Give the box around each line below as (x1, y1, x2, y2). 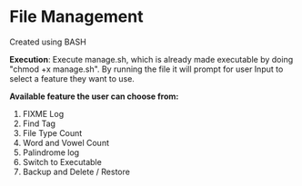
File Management (9, 6, 144, 27)
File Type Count (22, 127, 83, 138)
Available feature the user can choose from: (9, 91, 179, 102)
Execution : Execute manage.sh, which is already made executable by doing (9, 54, 294, 64)
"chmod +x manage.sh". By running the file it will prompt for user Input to (9, 64, 284, 74)
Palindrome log (22, 147, 80, 158)
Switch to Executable (22, 156, 102, 167)
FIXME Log (22, 108, 65, 119)
